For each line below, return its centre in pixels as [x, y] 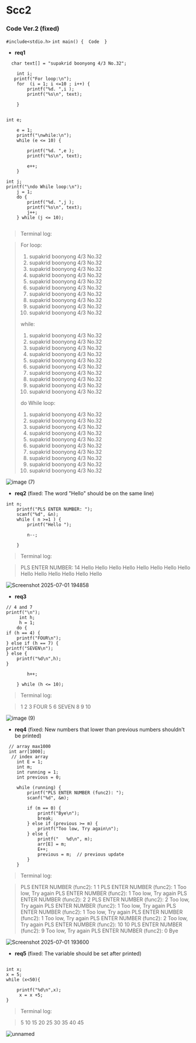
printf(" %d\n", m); [65, 839]
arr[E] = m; [52, 844]
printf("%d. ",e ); [51, 151]
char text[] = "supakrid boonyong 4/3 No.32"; [69, 63]
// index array [30, 757]
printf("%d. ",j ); [51, 202]
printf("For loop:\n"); [43, 79]
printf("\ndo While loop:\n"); [44, 187]
